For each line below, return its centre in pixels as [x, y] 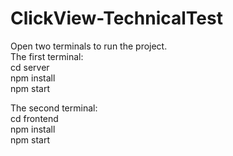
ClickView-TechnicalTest [116, 18]
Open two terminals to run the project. [89, 46]
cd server [30, 67]
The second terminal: [54, 108]
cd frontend [34, 118]
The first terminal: [47, 56]
